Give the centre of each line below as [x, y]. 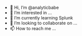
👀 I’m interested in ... [31, 13]
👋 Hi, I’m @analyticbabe [34, 8]
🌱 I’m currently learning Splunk [41, 18]
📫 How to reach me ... [33, 28]
